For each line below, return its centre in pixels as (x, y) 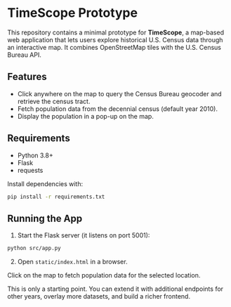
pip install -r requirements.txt (56, 197)
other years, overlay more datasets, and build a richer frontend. (99, 296)
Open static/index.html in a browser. (72, 262)
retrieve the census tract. (54, 101)
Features (27, 77)
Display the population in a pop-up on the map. (86, 116)
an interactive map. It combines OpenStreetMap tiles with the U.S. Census (114, 47)
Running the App (45, 218)
